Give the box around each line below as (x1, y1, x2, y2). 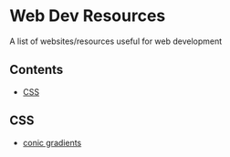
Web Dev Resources (9, 5, 166, 26)
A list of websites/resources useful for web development (9, 36, 223, 47)
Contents (9, 62, 64, 78)
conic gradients (22, 137, 82, 148)
